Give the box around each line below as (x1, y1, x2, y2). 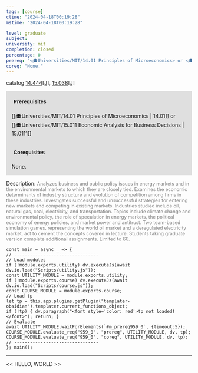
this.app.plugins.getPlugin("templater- (29, 298, 131, 304)
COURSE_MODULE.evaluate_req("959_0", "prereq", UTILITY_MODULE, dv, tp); (6, 329, 192, 335)
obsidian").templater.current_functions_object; (6, 303, 128, 309)
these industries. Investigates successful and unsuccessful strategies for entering (6, 197, 188, 203)
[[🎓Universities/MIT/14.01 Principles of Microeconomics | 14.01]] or (11, 113, 176, 120)
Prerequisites (14, 98, 47, 105)
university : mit (6, 41, 46, 47)
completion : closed (6, 47, 54, 53)
